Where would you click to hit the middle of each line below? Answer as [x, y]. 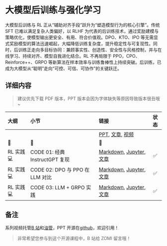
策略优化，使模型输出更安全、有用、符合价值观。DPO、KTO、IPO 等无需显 [82, 37]
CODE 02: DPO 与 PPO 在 [60, 170]
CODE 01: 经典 [48, 152]
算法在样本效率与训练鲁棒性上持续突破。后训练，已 [109, 62]
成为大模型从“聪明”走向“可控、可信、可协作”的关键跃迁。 [63, 68]
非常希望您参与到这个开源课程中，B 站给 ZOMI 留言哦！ [74, 238]
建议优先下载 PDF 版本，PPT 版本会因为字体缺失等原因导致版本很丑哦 [88, 98]
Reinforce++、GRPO [26, 62]
